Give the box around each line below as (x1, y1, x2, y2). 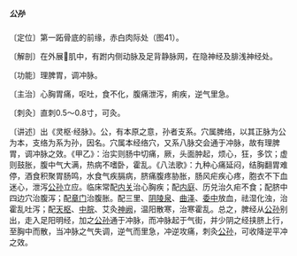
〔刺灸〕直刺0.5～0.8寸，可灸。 (9, 107, 126, 118)
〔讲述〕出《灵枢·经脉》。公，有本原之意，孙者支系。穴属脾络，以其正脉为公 (9, 126, 287, 136)
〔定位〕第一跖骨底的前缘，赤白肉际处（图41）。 (9, 32, 184, 43)
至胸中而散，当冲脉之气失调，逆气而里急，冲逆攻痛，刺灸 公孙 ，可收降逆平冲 (9, 226, 288, 237)
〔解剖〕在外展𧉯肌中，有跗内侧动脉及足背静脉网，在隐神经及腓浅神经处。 (9, 50, 278, 61)
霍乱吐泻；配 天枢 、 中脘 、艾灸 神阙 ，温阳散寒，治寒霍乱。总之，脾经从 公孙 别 (9, 204, 288, 214)
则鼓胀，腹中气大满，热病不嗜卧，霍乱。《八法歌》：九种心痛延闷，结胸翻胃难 (9, 159, 288, 170)
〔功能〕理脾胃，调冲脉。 (9, 69, 103, 80)
